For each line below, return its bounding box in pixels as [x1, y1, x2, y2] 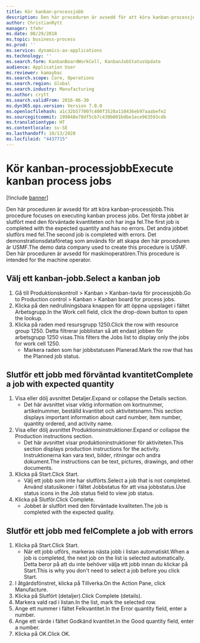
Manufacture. [14, 586, 48, 593]
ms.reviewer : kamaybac [6, 70, 62, 76]
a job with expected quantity [6, 379, 114, 389]
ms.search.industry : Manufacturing [6, 86, 95, 92]
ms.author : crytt [6, 92, 49, 98]
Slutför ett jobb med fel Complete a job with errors [6, 526, 193, 536]
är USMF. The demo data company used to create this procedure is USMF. [6, 244, 187, 251]
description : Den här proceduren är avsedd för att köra [6, 14, 151, 20]
